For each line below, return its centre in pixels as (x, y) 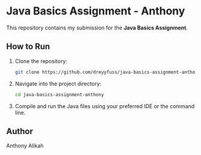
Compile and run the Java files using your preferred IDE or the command (105, 106)
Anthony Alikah (25, 146)
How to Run (28, 47)
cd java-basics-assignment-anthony (59, 94)
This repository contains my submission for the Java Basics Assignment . (97, 28)
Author (19, 131)
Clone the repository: (41, 61)
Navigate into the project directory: (58, 84)
